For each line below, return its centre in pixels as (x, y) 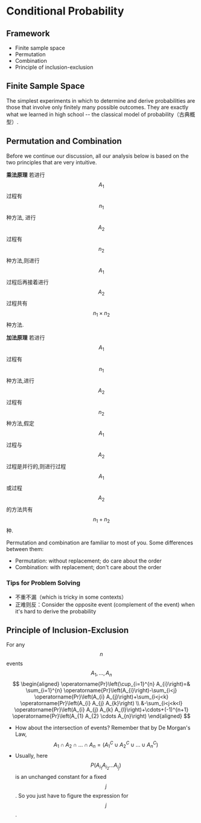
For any (16, 645)
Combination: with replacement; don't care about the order (88, 567)
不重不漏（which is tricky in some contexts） (71, 597)
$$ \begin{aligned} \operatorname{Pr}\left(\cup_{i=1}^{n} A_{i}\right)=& (101, 684)
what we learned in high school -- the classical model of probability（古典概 (101, 114)
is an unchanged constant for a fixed (61, 776)
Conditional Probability (65, 11)
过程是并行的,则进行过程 (36, 466)
